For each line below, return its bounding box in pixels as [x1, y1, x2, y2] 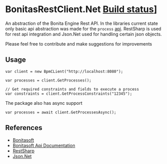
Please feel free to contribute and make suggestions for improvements [5, 40, 152, 47]
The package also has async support [5, 100, 82, 106]
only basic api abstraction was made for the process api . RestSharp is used [5, 25, 161, 31]
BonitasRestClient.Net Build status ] [5, 4, 157, 15]
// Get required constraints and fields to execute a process [5, 87, 139, 92]
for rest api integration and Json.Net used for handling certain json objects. [5, 31, 162, 37]
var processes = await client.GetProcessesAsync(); [5, 110, 116, 115]
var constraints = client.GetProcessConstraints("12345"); [5, 91, 133, 96]
